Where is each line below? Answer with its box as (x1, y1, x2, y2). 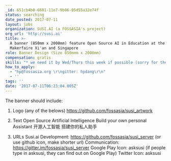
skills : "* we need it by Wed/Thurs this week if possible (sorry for (5, 60, 158, 65)
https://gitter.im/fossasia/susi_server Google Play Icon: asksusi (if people (12, 144, 166, 151)
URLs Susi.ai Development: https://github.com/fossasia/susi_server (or (12, 133, 161, 140)
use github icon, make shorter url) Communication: (12, 139, 120, 145)
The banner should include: (5, 98, 63, 104)
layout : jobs (5, 21, 33, 27)
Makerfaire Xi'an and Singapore (10, 45, 79, 51)
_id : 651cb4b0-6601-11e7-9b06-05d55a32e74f (5, 7, 99, 13)
